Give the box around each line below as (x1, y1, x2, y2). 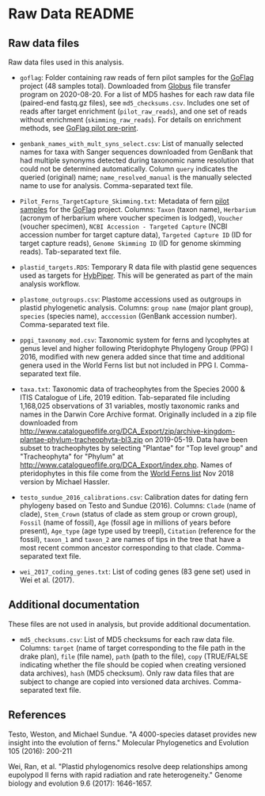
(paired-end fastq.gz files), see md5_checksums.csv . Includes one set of (19, 98, 250, 107)
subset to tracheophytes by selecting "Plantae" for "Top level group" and (19, 444, 258, 452)
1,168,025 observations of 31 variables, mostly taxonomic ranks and (19, 402, 240, 410)
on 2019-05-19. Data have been (145, 435, 248, 444)
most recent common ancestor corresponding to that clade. (19, 543, 215, 552)
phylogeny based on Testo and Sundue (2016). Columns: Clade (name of (19, 501, 256, 510)
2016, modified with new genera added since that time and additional (19, 352, 245, 361)
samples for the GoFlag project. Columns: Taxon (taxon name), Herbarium (19, 205, 256, 214)
